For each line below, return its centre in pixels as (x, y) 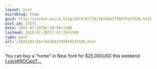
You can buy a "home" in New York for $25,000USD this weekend (73, 56)
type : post (16, 37)
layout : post (19, 10)
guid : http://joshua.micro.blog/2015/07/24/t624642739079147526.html (79, 19)
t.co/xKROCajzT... (23, 61)
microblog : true (22, 14)
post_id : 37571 (21, 23)
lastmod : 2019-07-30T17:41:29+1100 (42, 33)
